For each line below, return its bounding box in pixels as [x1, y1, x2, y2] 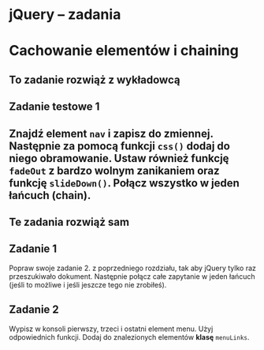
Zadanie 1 [9, 243, 58, 256]
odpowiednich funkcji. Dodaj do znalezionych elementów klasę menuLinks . [9, 332, 250, 341]
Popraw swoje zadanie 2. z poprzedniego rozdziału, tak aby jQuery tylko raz [9, 263, 257, 273]
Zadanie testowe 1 [9, 100, 100, 114]
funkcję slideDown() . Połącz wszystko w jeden [9, 176, 240, 190]
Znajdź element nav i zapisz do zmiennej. [9, 126, 214, 140]
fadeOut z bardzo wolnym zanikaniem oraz [9, 164, 220, 177]
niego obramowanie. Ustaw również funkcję [9, 152, 229, 165]
